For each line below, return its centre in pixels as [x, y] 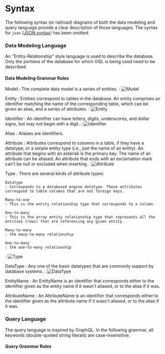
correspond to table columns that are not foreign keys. [65, 191]
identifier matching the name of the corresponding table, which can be [77, 104]
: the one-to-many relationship [38, 247]
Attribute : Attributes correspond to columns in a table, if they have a [75, 143]
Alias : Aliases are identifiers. [34, 133]
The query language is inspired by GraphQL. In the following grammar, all [79, 330]
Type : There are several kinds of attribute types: [55, 174]
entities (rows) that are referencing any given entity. [65, 222]
